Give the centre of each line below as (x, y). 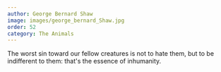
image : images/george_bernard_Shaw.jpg (66, 20)
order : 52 (22, 27)
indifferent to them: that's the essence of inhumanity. (84, 61)
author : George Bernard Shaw (50, 14)
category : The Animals (41, 34)
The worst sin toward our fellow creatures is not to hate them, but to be (110, 54)
